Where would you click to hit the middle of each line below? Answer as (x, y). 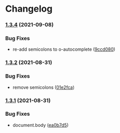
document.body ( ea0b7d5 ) (41, 125)
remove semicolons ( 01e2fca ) (44, 87)
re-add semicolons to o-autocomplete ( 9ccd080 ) (64, 49)
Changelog (29, 9)
